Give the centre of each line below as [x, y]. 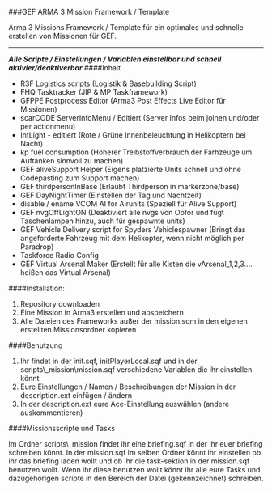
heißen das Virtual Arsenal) [66, 273]
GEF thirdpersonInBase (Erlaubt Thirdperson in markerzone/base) [130, 186]
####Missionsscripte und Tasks [62, 428]
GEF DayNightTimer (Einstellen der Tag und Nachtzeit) [111, 195]
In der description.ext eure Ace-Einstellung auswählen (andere [124, 404]
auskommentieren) [51, 413]
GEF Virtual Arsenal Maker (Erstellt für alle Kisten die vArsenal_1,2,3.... [136, 264]
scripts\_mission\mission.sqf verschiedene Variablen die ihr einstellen [136, 370]
